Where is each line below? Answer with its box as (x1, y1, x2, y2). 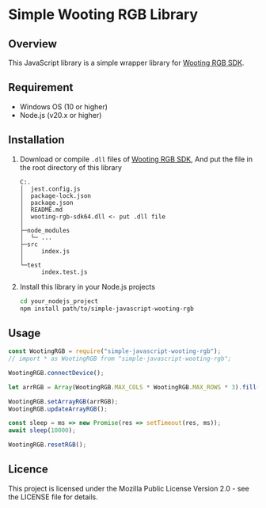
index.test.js (40, 267, 88, 276)
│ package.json (19, 199, 74, 207)
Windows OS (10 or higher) (19, 101, 108, 112)
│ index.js (19, 247, 70, 255)
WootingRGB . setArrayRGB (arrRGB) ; (8, 397, 119, 405)
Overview (8, 37, 58, 51)
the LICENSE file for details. (8, 492, 99, 502)
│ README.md (19, 206, 63, 214)
